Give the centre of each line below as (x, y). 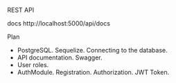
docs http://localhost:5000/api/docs (59, 23)
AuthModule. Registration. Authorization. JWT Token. (93, 72)
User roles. (33, 65)
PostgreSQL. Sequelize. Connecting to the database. (92, 50)
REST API (21, 10)
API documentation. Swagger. (60, 57)
